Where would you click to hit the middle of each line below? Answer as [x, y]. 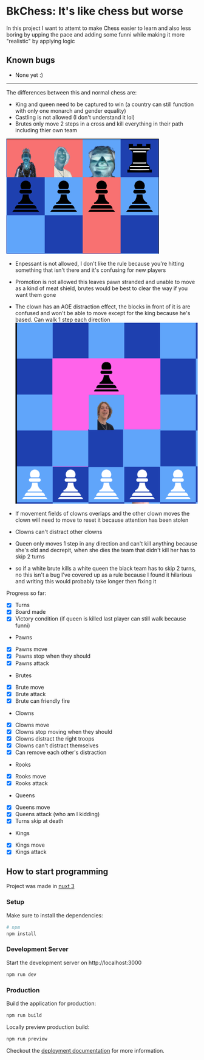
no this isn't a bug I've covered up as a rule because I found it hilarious [104, 575]
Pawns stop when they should [53, 656]
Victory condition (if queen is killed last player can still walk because [100, 619]
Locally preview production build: [48, 1027]
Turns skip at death [39, 821]
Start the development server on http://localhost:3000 [74, 962]
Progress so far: [26, 593]
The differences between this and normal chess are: [72, 92]
